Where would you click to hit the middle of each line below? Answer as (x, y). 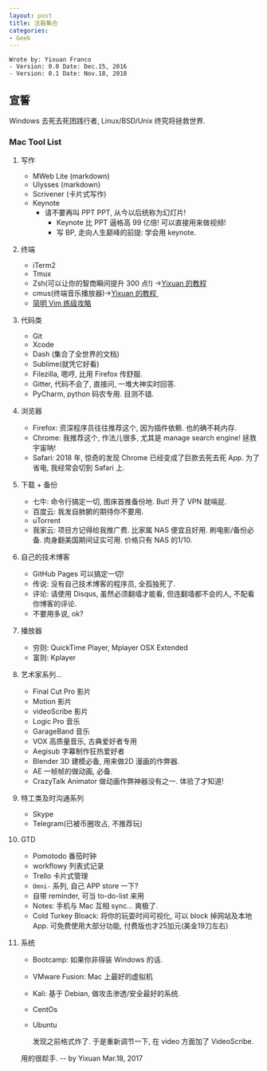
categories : (29, 30)
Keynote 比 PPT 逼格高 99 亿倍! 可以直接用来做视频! (141, 222)
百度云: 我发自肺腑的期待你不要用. (88, 512)
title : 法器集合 (33, 23)
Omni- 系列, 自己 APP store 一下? (85, 886)
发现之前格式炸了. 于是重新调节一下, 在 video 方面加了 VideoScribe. (143, 1041)
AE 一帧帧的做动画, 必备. (73, 771)
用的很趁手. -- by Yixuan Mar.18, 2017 (81, 1058)
